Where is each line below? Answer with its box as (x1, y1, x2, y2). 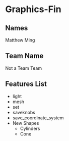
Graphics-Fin (5, 4, 61, 15)
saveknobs (12, 109, 35, 115)
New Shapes (12, 120, 39, 126)
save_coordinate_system (12, 115, 64, 121)
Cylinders (20, 125, 40, 131)
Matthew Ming (5, 37, 35, 43)
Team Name (5, 52, 44, 60)
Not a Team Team (5, 65, 42, 71)
